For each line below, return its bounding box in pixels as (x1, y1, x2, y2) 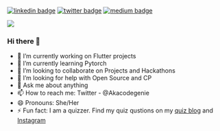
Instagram (16, 117, 46, 125)
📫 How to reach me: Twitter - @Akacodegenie (16, 89, 149, 97)
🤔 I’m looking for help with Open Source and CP (16, 74, 152, 82)
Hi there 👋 (7, 36, 41, 46)
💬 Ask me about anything (16, 81, 88, 89)
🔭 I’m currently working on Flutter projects (16, 52, 136, 60)
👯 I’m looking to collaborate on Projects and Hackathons (16, 67, 176, 75)
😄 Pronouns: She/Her (16, 99, 80, 107)
